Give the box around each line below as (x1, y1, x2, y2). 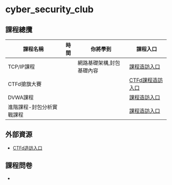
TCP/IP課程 (8, 63, 35, 70)
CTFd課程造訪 (129, 77, 163, 84)
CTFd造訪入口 (12, 145, 42, 151)
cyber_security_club (5, 4, 94, 15)
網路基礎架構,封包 (77, 59, 120, 66)
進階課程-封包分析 (8, 104, 53, 111)
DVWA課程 (8, 94, 34, 101)
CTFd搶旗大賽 (8, 80, 42, 88)
